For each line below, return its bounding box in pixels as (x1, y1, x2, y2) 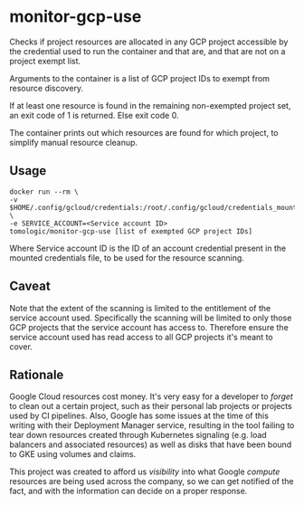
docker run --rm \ (9, 187, 79, 196)
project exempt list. (9, 55, 81, 66)
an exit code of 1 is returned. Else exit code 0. (9, 110, 179, 120)
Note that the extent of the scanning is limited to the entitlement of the (9, 302, 271, 313)
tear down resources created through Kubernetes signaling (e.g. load (9, 430, 267, 441)
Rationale (9, 367, 64, 382)
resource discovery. (9, 82, 84, 93)
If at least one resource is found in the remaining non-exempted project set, (9, 100, 291, 110)
